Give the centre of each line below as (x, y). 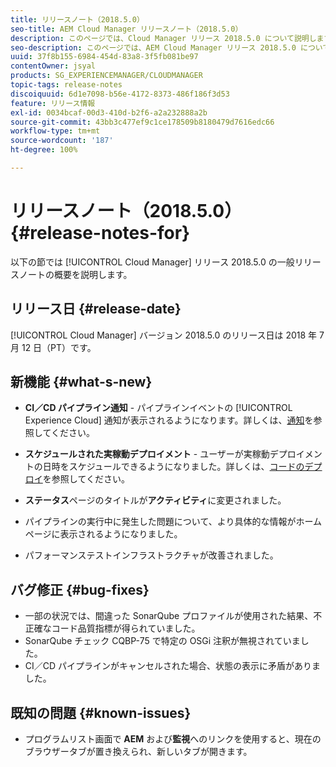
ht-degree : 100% (44, 150)
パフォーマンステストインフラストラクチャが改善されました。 (151, 555)
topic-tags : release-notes (66, 85)
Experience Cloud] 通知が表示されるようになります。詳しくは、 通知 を (169, 420)
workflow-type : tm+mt (55, 131)
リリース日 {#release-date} (96, 309)
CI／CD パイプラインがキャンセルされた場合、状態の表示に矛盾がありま (173, 666)
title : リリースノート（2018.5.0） (77, 19)
